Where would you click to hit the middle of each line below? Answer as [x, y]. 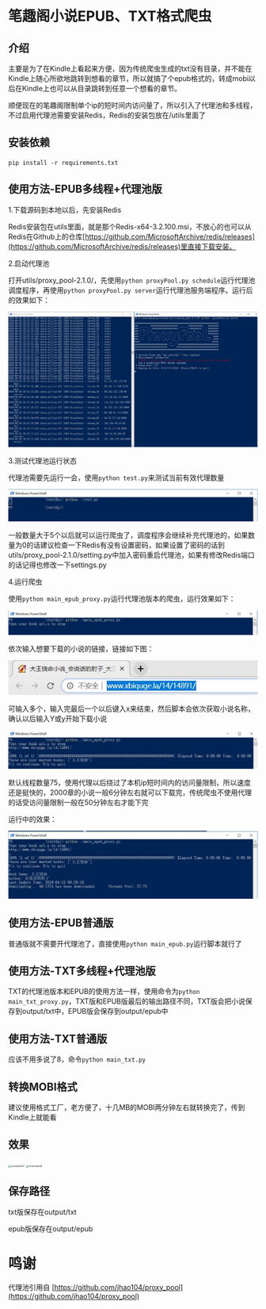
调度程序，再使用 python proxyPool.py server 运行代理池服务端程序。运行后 [131, 290]
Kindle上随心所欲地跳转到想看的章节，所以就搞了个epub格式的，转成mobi [129, 79]
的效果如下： [29, 300]
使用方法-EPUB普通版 [61, 923]
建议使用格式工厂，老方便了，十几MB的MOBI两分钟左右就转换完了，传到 [127, 1107]
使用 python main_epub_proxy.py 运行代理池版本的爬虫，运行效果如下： [122, 599]
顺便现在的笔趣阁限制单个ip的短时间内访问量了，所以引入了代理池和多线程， [133, 105]
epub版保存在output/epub [51, 1228]
